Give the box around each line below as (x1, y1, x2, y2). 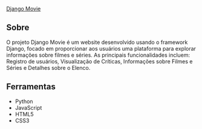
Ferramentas (6, 81, 56, 92)
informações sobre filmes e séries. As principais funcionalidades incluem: (6, 51, 191, 58)
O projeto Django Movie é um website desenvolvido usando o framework (6, 39, 188, 46)
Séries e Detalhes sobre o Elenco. (6, 64, 91, 71)
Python (15, 98, 33, 105)
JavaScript (15, 104, 42, 111)
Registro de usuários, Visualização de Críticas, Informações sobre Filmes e (6, 57, 193, 65)
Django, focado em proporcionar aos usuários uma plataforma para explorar (6, 45, 197, 52)
